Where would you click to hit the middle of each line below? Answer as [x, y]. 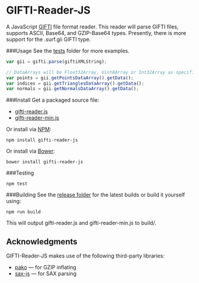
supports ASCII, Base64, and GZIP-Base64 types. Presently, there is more [96, 33]
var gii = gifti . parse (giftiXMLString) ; [57, 62]
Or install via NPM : [29, 129]
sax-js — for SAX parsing [46, 274]
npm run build [24, 212]
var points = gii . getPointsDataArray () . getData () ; [70, 78]
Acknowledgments [42, 241]
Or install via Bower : [31, 151]
